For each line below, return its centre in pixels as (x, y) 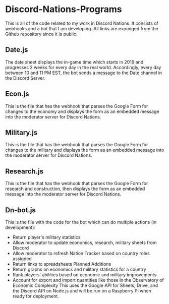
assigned (22, 259)
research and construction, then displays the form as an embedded (75, 189)
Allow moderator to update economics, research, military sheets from (85, 242)
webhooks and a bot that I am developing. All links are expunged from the (82, 28)
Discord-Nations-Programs (64, 9)
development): (20, 227)
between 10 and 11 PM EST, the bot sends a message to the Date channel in (84, 73)
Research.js (24, 171)
